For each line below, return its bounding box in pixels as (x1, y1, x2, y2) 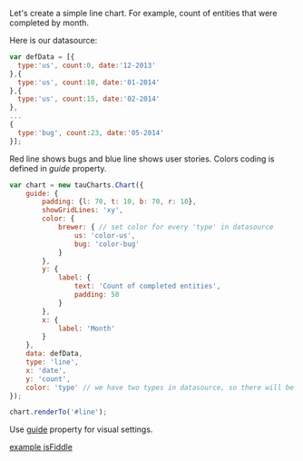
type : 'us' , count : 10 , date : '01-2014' (17, 77, 161, 87)
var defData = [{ (9, 53, 75, 62)
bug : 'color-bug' (73, 240, 141, 249)
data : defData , (25, 349, 83, 358)
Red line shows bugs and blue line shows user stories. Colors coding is (9, 153, 275, 164)
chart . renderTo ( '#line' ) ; (9, 407, 107, 417)
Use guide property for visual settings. (9, 424, 153, 435)
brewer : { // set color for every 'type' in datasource (57, 222, 274, 231)
